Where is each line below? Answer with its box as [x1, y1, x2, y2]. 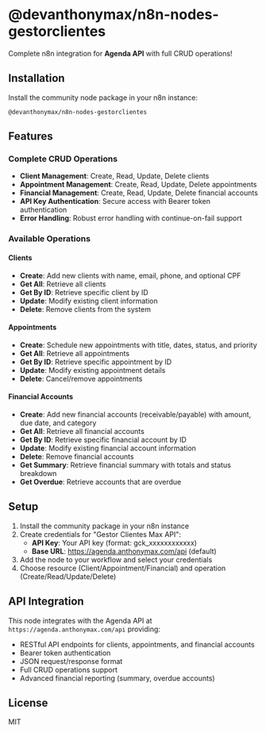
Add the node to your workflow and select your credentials [19, 555, 213, 564]
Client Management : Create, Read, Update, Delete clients [19, 171, 210, 181]
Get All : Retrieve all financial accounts [19, 426, 145, 436]
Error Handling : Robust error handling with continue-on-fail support [19, 213, 242, 223]
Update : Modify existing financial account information [19, 443, 197, 453]
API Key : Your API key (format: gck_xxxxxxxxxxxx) [31, 538, 197, 547]
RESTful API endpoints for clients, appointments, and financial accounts [19, 639, 256, 649]
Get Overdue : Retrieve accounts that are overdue [19, 477, 182, 486]
